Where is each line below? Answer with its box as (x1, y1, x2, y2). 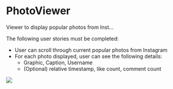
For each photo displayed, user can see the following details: (14, 52, 162, 60)
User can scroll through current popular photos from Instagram (14, 46, 168, 54)
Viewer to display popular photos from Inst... (6, 24, 114, 31)
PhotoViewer (6, 4, 71, 18)
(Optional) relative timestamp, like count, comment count (23, 65, 162, 72)
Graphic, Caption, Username (23, 59, 93, 66)
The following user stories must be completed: (6, 35, 119, 42)
